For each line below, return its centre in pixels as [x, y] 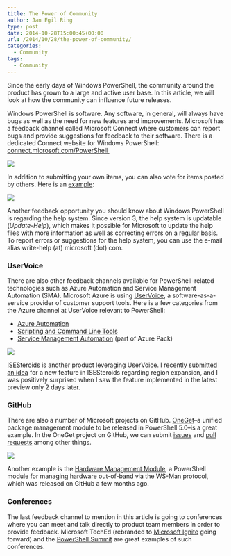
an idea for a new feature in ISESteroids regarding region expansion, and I [113, 372]
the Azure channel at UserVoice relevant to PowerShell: [86, 310]
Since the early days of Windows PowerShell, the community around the [111, 85]
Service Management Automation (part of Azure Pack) [95, 338]
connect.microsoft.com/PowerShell [58, 150]
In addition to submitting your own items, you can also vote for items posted [115, 177]
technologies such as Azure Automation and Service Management [102, 288]
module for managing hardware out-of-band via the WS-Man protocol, [108, 476]
